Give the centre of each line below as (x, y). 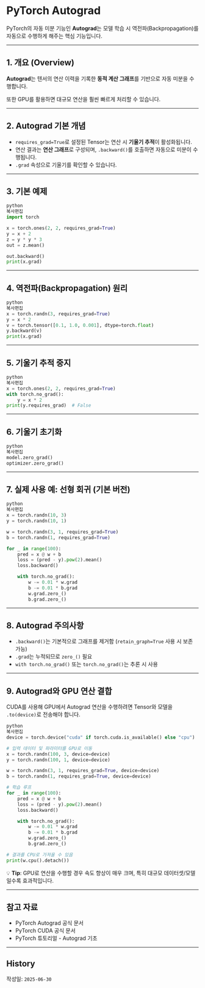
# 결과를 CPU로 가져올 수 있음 (40, 854)
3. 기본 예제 (27, 191)
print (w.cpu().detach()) (38, 861)
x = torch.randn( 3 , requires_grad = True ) (59, 314)
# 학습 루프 (19, 787)
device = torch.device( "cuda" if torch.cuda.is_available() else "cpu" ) (101, 737)
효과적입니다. (38, 880)
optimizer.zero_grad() (35, 463)
